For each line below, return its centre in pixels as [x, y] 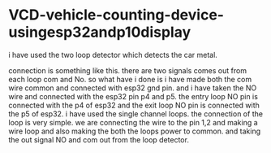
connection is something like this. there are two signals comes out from [128, 70]
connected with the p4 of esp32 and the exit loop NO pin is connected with [134, 105]
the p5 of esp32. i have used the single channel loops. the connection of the [136, 114]
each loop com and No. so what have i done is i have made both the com [130, 79]
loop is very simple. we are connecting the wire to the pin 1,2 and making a [133, 122]
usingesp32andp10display [100, 32]
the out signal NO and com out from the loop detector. [99, 139]
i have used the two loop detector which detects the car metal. [113, 55]
